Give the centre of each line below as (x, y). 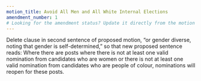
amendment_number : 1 (32, 17)
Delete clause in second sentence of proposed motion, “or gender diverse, (99, 40)
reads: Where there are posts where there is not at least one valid (87, 53)
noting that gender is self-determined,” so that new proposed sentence (94, 46)
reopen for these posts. (35, 72)
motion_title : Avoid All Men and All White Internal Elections (87, 12)
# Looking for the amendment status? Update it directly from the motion (101, 23)
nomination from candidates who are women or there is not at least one (95, 59)
